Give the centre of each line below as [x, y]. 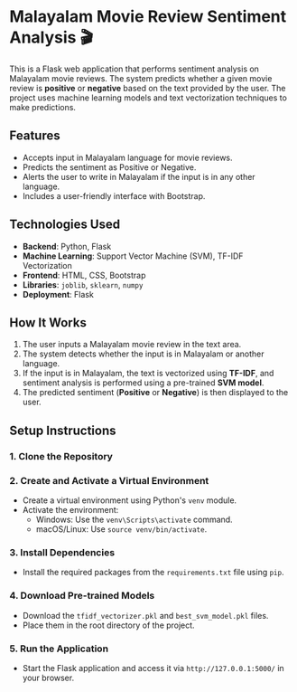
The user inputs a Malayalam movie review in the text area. [132, 345]
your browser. [48, 678]
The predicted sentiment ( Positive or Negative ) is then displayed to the [155, 393]
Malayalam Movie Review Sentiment [148, 17]
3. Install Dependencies [62, 552]
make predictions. [43, 107]
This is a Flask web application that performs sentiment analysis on [135, 69]
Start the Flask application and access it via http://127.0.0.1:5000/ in [153, 668]
